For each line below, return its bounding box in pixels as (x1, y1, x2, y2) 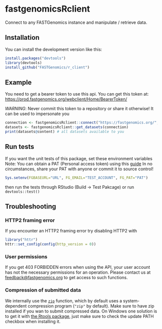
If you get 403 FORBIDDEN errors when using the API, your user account (5, 264, 150, 270)
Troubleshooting (5, 202, 57, 211)
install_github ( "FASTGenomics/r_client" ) (5, 65, 90, 70)
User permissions (5, 253, 47, 260)
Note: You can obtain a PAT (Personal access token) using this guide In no (5, 161, 153, 166)
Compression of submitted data (5, 287, 81, 294)
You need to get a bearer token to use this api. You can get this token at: (5, 91, 149, 97)
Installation (5, 33, 40, 42)
